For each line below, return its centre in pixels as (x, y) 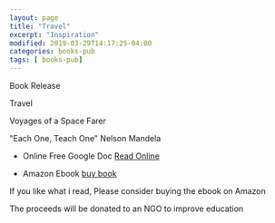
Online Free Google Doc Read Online (91, 156)
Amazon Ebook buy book (69, 174)
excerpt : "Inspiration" (54, 34)
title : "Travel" (40, 26)
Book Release (35, 86)
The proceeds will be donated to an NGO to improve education (127, 208)
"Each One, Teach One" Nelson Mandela (85, 138)
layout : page (34, 18)
